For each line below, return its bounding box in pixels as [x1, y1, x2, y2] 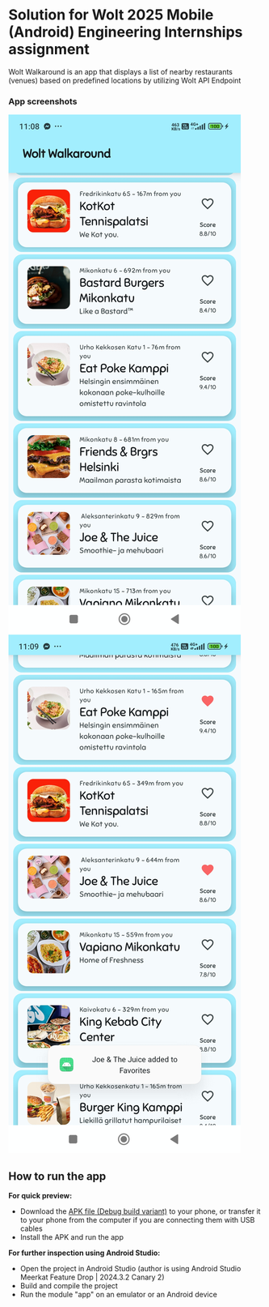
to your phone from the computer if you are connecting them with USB [19, 1215, 255, 1225]
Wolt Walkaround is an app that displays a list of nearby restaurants [8, 66, 233, 76]
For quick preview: [8, 1191, 73, 1201]
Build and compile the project [19, 1281, 119, 1291]
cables [19, 1224, 43, 1233]
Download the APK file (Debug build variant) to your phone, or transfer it [19, 1207, 261, 1216]
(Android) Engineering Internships [8, 23, 243, 41]
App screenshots [8, 96, 78, 107]
